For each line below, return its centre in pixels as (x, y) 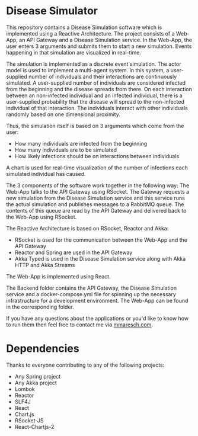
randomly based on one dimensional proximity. (63, 114)
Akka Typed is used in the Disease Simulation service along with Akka (100, 258)
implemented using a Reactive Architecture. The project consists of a (90, 33)
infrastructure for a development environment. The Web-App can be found (97, 300)
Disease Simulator (52, 11)
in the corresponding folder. (40, 307)
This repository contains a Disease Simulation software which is (84, 27)
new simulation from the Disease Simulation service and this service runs (95, 198)
